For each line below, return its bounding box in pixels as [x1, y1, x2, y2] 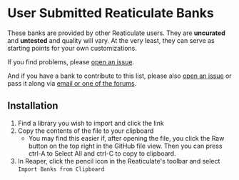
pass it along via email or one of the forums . [7, 79, 137, 87]
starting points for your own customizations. [7, 44, 138, 52]
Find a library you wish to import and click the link [17, 119, 164, 127]
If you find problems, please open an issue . [7, 57, 134, 66]
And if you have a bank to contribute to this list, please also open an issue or [7, 71, 232, 80]
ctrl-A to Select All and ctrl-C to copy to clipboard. [28, 149, 176, 158]
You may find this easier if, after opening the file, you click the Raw [28, 134, 225, 142]
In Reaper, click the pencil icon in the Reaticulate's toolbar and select [17, 156, 220, 165]
